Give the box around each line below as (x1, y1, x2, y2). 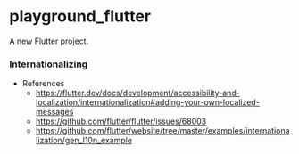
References (21, 78, 65, 89)
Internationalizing (9, 58, 88, 70)
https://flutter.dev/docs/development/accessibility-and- (35, 87, 241, 99)
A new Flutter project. (9, 36, 89, 46)
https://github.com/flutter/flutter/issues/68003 (35, 116, 207, 126)
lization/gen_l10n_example (35, 135, 132, 146)
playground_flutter (9, 6, 152, 27)
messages (35, 107, 74, 118)
